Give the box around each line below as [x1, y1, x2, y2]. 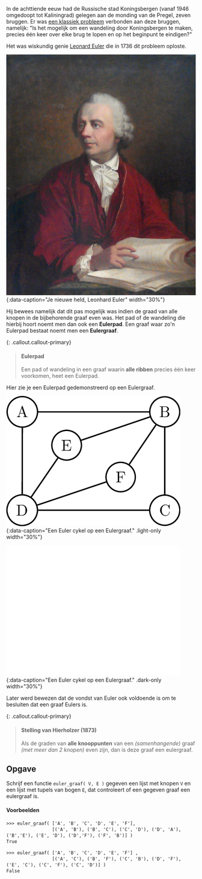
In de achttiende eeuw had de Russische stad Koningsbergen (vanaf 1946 [6, 5, 189, 12]
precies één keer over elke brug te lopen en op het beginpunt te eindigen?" [6, 31, 192, 38]
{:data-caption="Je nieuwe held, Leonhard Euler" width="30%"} [6, 296, 165, 303]
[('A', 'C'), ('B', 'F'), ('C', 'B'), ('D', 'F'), [52, 856, 182, 862]
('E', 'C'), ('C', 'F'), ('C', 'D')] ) [6, 862, 106, 868]
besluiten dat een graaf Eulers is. [6, 701, 88, 708]
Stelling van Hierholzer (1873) [20, 726, 97, 734]
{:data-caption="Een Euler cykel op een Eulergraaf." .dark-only [6, 676, 162, 684]
